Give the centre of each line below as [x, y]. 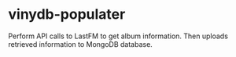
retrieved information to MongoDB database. [81, 44]
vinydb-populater [67, 14]
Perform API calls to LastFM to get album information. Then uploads [118, 36]
